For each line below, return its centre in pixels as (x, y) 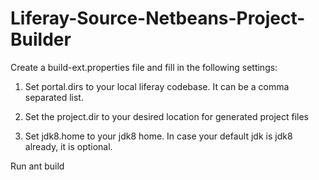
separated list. (54, 97)
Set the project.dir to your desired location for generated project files (166, 116)
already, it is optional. (68, 146)
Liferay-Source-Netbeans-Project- (158, 18)
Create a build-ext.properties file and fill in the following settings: (144, 67)
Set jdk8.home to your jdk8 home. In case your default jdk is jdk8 (158, 136)
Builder (41, 39)
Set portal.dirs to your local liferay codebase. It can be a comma (157, 86)
